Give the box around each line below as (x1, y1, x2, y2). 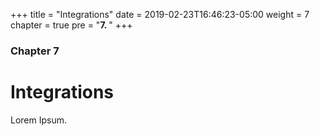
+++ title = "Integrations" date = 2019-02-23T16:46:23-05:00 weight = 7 (10, 9, 310, 20)
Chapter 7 (10, 44, 60, 58)
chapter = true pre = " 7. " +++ (10, 19, 133, 31)
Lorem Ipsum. (10, 114, 68, 126)
